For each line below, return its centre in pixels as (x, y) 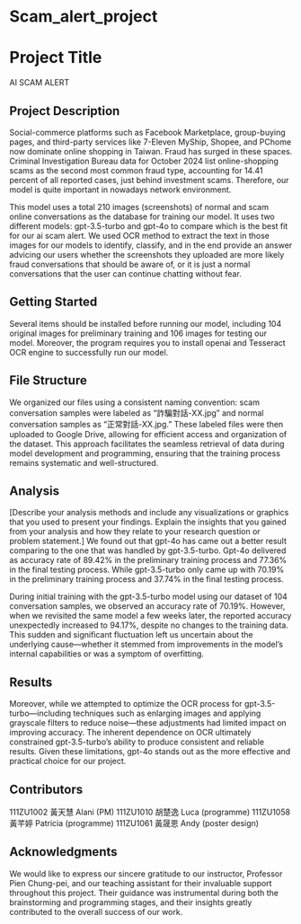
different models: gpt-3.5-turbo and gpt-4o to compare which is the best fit (149, 225)
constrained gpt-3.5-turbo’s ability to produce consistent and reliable (137, 742)
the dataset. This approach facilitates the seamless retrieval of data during (147, 444)
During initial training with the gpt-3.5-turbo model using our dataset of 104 (148, 597)
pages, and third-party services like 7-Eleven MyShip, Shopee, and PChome (150, 142)
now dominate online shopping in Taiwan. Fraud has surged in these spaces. (151, 151)
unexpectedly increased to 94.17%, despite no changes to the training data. (149, 625)
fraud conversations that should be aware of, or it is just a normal (130, 264)
